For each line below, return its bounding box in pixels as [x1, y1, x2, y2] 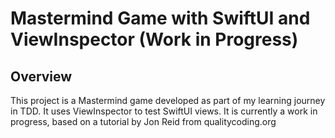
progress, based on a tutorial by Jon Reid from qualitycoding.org [10, 116, 277, 127]
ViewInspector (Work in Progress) [10, 28, 299, 51]
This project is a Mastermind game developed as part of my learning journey [10, 95, 326, 106]
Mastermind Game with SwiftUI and [10, 7, 311, 30]
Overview [10, 68, 73, 85]
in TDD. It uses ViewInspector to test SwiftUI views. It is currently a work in [10, 105, 318, 117]
